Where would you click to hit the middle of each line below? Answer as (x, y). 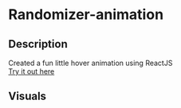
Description (38, 44)
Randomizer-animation (86, 15)
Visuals (27, 96)
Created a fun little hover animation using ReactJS (90, 63)
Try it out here (31, 71)
